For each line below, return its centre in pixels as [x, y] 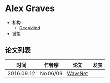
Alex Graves [30, 8]
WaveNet [78, 73]
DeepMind [30, 28]
